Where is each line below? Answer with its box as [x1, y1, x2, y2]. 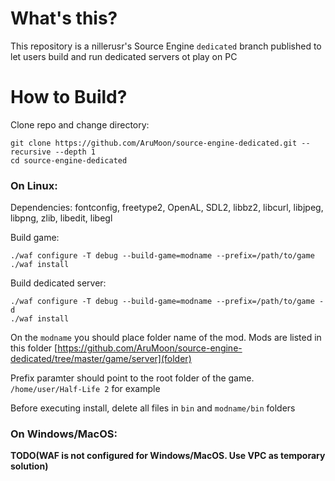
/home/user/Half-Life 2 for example [10, 383, 161, 395]
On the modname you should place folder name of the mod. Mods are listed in [10, 332, 322, 344]
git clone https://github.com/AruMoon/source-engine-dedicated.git [10, 138, 298, 148]
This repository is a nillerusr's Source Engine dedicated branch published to [10, 40, 322, 52]
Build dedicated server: [10, 277, 107, 289]
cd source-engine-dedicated [10, 155, 128, 166]
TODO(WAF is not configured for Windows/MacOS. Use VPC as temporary [10, 450, 326, 462]
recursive [10, 147, 52, 157]
